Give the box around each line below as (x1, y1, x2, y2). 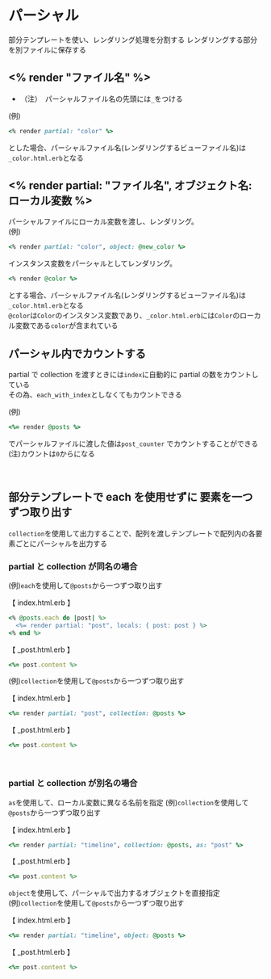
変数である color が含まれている (15, 321, 119, 330)
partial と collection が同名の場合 (8, 561, 138, 572)
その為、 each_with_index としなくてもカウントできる (8, 390, 182, 399)
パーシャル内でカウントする (8, 347, 147, 360)
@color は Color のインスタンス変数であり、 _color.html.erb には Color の (8, 311, 240, 321)
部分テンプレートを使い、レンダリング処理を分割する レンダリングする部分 (8, 35, 258, 44)
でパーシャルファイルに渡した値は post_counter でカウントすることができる (8, 439, 259, 448)
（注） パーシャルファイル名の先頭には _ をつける (19, 94, 183, 103)
